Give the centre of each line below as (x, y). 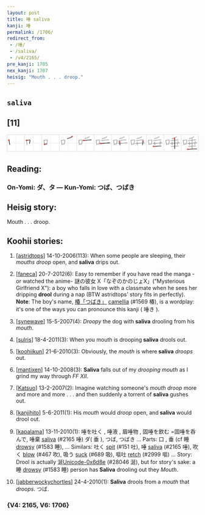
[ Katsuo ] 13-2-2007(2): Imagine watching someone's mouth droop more (106, 388)
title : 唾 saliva (29, 19)
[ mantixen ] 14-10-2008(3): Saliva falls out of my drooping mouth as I (102, 370)
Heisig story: (32, 208)
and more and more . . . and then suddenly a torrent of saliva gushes (102, 395)
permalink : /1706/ (30, 32)
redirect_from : (26, 39)
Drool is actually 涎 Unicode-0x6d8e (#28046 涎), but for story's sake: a (106, 462)
